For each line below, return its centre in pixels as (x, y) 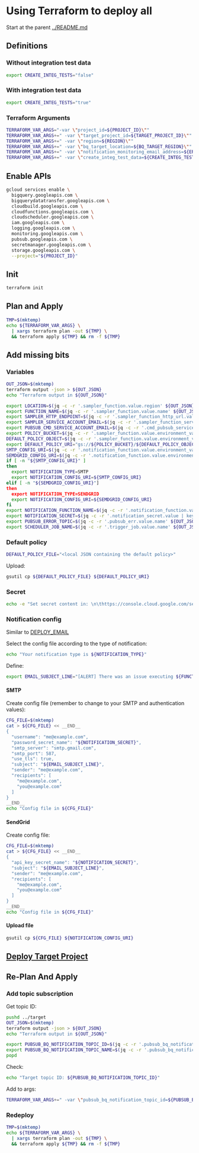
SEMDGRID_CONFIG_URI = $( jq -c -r (46, 455)
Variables (20, 371)
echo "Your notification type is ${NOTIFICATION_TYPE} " (76, 655)
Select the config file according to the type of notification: (77, 643)
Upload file (20, 925)
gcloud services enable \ (38, 190)
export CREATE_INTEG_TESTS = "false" (50, 75)
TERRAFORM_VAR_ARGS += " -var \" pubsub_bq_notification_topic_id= (87, 1100)
